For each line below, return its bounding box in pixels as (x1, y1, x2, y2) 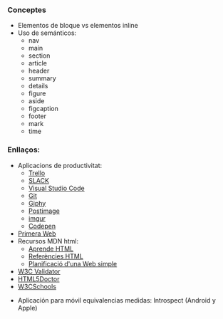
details (28, 82, 48, 90)
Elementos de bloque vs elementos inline (17, 21, 139, 30)
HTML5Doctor (17, 274, 60, 283)
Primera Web (17, 229, 56, 238)
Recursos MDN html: (17, 236, 79, 245)
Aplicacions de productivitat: (17, 161, 103, 169)
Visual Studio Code (28, 184, 85, 192)
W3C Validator (17, 267, 61, 276)
